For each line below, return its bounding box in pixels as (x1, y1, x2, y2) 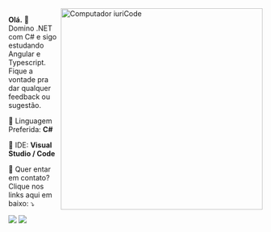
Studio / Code (8, 149, 56, 158)
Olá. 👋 (8, 15, 30, 24)
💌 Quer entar (8, 164, 51, 174)
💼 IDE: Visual (8, 140, 52, 150)
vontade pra (8, 75, 49, 84)
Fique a (8, 66, 34, 76)
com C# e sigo (8, 32, 57, 41)
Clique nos (8, 181, 44, 191)
